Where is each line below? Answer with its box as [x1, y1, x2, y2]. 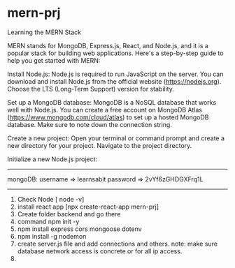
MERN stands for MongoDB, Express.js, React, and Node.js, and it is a [7, 41, 208, 50]
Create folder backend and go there [17, 209, 121, 218]
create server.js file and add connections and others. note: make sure [17, 239, 218, 248]
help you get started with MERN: [7, 56, 101, 64]
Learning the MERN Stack [7, 28, 82, 36]
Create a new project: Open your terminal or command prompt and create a [7, 134, 225, 142]
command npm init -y [17, 217, 80, 225]
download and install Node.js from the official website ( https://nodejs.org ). [7, 77, 222, 85]
